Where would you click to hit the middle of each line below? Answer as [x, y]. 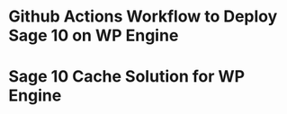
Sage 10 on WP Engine [94, 35]
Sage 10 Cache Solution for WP [126, 77]
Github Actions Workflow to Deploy [143, 17]
